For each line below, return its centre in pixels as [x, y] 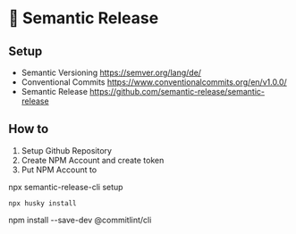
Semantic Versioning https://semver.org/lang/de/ [111, 72]
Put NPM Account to [59, 170]
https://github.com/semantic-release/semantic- [178, 92]
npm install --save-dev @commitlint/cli [80, 220]
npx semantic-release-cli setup [66, 187]
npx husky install [42, 203]
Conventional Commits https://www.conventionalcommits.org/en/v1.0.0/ [154, 82]
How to [29, 129]
